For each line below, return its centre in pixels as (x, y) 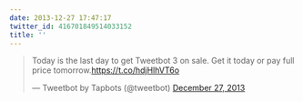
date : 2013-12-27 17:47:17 (61, 18)
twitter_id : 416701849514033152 (71, 26)
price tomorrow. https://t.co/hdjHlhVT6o (106, 70)
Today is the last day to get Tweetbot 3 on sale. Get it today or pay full (163, 61)
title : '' (28, 35)
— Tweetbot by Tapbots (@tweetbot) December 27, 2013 (138, 88)
